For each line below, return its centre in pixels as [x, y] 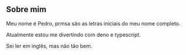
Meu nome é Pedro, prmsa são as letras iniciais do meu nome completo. [93, 23]
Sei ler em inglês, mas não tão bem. [49, 46]
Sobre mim [26, 10]
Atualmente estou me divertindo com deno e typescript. [73, 35]
